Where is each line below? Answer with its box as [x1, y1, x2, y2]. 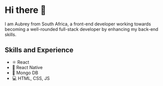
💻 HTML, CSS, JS [12, 75, 50, 81]
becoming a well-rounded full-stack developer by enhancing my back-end [5, 26, 158, 32]
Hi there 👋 [5, 4, 46, 16]
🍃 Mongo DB [12, 70, 39, 76]
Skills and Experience [5, 46, 74, 54]
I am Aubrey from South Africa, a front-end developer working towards [5, 21, 151, 27]
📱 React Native [12, 64, 43, 70]
